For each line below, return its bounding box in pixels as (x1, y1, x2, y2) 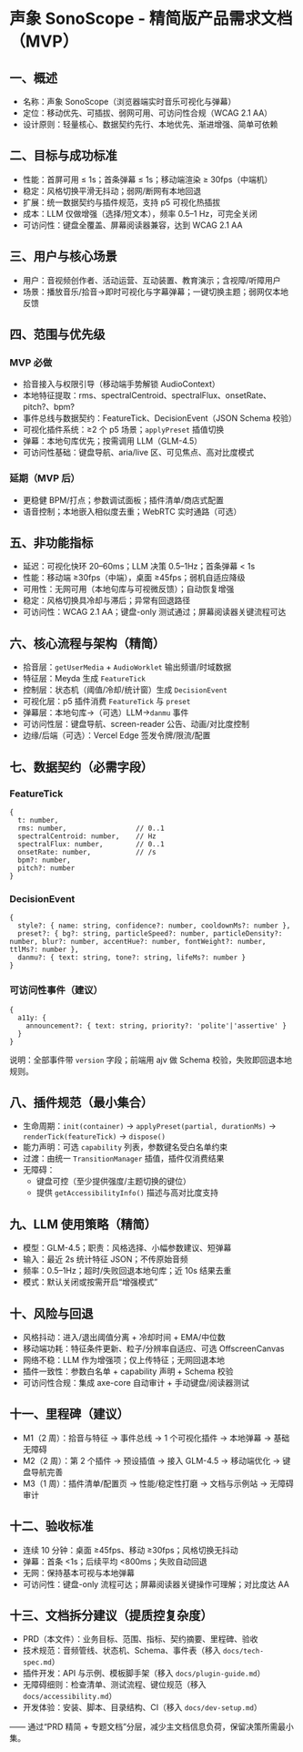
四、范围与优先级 (9, 327, 106, 343)
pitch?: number (17, 863, 76, 873)
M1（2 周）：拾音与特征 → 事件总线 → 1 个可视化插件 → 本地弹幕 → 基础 (22, 1432, 290, 1443)
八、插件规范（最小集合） (9, 1094, 153, 1110)
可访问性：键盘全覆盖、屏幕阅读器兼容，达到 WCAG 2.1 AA (22, 220, 243, 231)
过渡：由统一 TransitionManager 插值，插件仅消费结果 (22, 1153, 225, 1164)
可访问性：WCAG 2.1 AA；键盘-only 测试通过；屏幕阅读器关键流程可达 (22, 607, 287, 618)
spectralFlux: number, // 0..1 (17, 839, 166, 848)
